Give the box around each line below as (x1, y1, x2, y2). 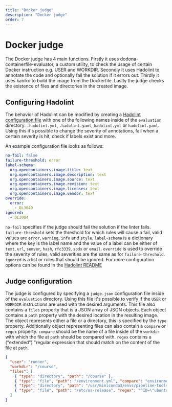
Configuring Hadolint (5, 98, 74, 106)
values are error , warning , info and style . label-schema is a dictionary (5, 235, 153, 241)
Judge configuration (5, 277, 73, 285)
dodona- (120, 56, 139, 62)
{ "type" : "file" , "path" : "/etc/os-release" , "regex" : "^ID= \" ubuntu (14, 388, 168, 393)
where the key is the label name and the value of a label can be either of (5, 240, 158, 246)
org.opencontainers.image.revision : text (10, 182, 100, 187)
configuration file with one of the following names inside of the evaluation (5, 117, 162, 123)
